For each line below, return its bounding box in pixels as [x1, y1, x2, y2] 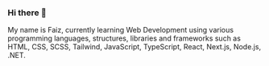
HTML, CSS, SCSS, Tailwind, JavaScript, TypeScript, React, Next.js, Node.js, [7, 42, 262, 52]
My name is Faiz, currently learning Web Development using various [7, 25, 234, 35]
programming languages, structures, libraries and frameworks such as [7, 33, 241, 43]
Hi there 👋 [7, 7, 48, 18]
